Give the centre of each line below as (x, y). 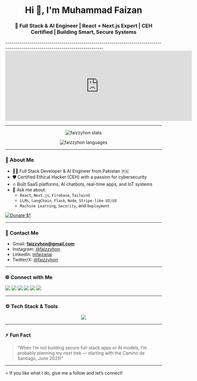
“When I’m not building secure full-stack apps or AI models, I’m (82, 348)
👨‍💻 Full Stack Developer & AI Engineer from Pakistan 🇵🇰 (71, 171)
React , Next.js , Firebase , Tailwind (55, 195)
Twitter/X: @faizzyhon (35, 260)
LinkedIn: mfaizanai (32, 255)
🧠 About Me (20, 160)
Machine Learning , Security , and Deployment (65, 205)
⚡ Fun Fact (18, 335)
